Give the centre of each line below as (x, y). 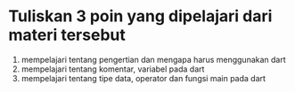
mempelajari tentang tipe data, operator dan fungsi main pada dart (143, 78)
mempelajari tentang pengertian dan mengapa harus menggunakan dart (153, 59)
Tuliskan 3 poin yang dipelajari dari (140, 16)
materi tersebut (67, 35)
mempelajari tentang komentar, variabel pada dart (113, 69)
